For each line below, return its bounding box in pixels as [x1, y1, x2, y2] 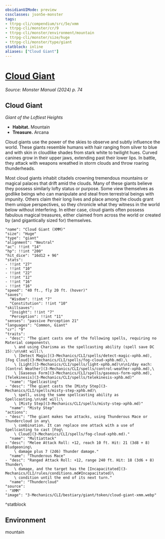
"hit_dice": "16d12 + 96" [5, 253, 59, 258]
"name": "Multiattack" [9, 436, 57, 441]
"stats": [5, 257, 23, 263]
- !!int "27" [5, 262, 32, 267]
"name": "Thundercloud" [9, 480, 59, 485]
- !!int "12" [5, 275, 32, 280]
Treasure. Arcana [12, 129, 49, 135]
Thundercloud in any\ [5, 419, 50, 424]
